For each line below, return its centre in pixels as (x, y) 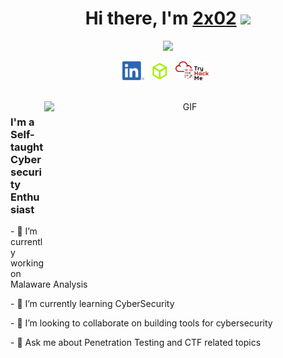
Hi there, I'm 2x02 (160, 18)
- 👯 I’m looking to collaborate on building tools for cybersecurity (141, 323)
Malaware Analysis (49, 284)
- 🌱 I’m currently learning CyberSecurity (92, 304)
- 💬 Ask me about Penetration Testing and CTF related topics (136, 343)
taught (27, 147)
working (27, 263)
